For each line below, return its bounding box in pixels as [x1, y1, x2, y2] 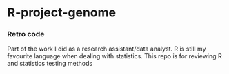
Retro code [7, 29, 45, 39]
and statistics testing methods [7, 60, 93, 68]
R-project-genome [7, 5, 116, 21]
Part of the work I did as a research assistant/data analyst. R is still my [7, 45, 206, 53]
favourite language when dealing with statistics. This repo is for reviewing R [7, 52, 222, 60]
